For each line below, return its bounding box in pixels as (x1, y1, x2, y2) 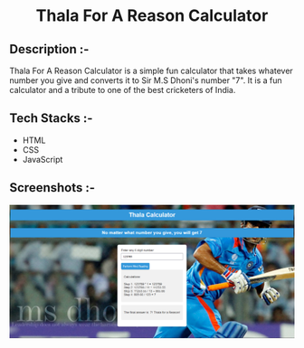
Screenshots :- (9, 180, 96, 195)
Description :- (9, 42, 90, 57)
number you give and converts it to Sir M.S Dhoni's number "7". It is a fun (9, 75, 282, 86)
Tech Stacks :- (9, 110, 93, 127)
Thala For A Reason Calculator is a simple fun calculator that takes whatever (9, 65, 294, 76)
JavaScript (22, 154, 63, 165)
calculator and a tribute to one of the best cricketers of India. (9, 85, 236, 95)
